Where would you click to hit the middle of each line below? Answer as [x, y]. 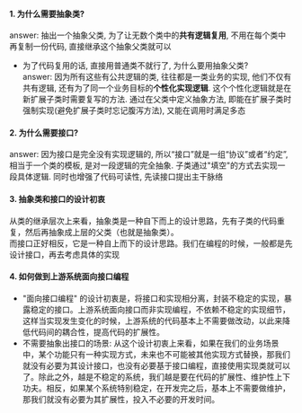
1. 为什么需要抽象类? [47, 13]
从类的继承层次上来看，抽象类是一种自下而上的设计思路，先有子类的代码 [143, 221]
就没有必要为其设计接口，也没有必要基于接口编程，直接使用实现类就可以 [156, 365]
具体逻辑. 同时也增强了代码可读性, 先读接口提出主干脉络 [120, 177]
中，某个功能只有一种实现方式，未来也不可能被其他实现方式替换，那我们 [156, 354]
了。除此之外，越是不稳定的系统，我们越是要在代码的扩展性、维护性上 [152, 376]
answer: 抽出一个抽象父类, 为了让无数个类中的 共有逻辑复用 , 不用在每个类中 [148, 35]
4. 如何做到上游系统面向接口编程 [69, 277]
